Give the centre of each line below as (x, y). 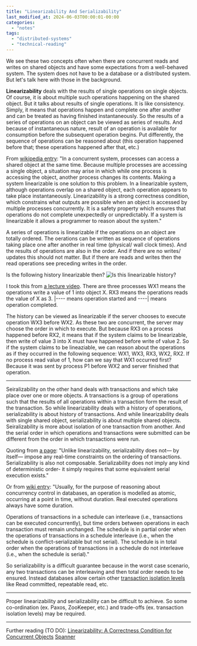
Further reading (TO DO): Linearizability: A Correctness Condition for (89, 630)
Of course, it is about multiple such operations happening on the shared (93, 97)
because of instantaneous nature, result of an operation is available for (91, 128)
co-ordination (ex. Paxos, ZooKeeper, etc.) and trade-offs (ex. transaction (95, 607)
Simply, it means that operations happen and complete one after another (94, 110)
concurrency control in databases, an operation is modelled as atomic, (91, 493)
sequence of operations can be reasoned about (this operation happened (95, 141)
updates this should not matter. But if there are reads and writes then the (94, 257)
